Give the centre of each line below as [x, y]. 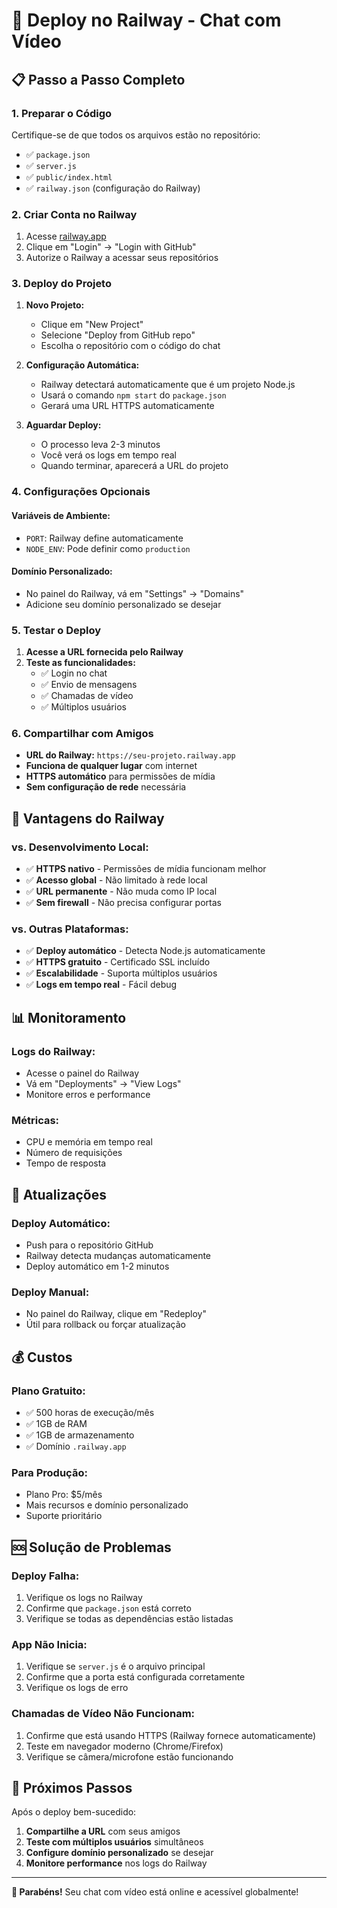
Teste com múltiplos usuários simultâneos [114, 1842]
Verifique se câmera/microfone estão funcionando [129, 1756]
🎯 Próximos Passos [72, 1788]
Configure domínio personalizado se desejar [119, 1853]
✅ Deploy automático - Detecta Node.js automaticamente [145, 951]
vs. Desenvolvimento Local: [80, 847]
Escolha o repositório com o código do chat [130, 346]
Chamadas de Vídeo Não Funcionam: [103, 1714]
